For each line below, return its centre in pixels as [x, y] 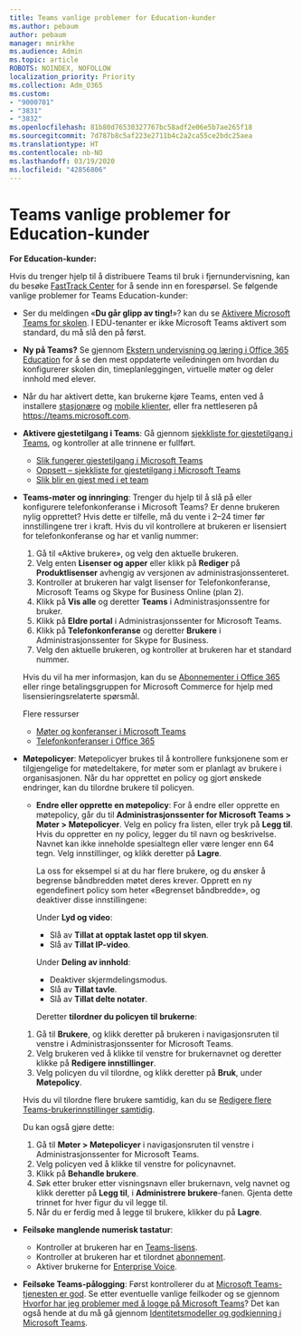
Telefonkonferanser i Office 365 [95, 741]
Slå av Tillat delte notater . [98, 1000]
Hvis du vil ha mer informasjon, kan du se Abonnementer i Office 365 [151, 678]
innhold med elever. [59, 379]
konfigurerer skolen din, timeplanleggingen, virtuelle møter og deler [148, 369]
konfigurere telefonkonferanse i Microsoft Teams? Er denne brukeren [151, 507]
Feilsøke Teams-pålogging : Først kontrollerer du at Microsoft [137, 1284]
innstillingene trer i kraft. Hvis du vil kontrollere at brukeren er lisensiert [155, 526]
